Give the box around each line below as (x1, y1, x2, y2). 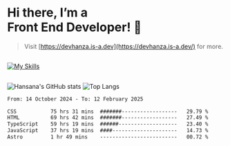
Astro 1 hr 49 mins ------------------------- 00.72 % (7, 134, 209, 140)
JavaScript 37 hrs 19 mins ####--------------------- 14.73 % (7, 127, 209, 134)
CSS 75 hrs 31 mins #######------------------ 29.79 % (7, 108, 209, 115)
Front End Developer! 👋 (7, 19, 142, 35)
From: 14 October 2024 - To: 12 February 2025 (7, 95, 144, 103)
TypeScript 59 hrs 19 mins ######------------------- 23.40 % (7, 121, 209, 128)
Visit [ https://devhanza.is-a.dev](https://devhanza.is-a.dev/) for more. (23, 42, 223, 50)
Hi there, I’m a (7, 5, 88, 21)
